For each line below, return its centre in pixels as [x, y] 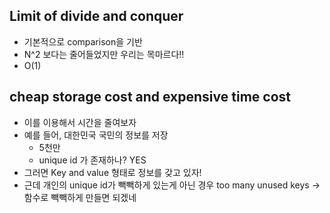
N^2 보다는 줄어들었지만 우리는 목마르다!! [104, 54]
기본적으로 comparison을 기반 [83, 41]
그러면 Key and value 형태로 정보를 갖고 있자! [112, 172]
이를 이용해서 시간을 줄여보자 [80, 122]
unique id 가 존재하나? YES [92, 160]
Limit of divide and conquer [96, 16]
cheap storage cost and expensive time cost [150, 97]
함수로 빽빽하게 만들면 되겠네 [80, 197]
